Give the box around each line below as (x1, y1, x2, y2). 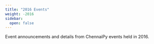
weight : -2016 (5, 12, 34, 16)
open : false (9, 20, 34, 26)
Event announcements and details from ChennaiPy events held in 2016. (5, 34, 149, 40)
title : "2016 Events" (5, 7, 50, 12)
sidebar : (5, 16, 23, 21)
